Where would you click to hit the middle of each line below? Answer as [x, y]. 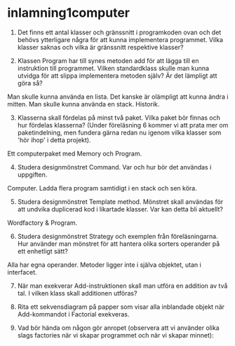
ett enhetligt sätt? [42, 251]
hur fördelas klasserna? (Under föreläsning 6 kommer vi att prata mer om [123, 125]
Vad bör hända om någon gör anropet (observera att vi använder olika [118, 328]
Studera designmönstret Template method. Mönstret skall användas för [120, 202]
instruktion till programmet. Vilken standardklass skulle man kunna [113, 68]
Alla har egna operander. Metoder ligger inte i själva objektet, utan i [104, 265]
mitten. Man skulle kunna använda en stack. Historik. [83, 104]
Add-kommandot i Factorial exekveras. [73, 314]
